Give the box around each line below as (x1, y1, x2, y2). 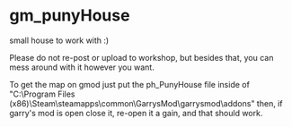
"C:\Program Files (9, 89, 75, 99)
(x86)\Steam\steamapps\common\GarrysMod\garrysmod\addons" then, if (9, 97, 283, 108)
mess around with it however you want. (9, 62, 155, 72)
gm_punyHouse (9, 5, 130, 26)
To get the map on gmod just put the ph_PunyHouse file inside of (9, 79, 250, 89)
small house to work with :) (9, 35, 110, 46)
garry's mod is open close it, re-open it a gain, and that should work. (9, 107, 263, 118)
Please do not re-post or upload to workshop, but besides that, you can (9, 52, 274, 63)
